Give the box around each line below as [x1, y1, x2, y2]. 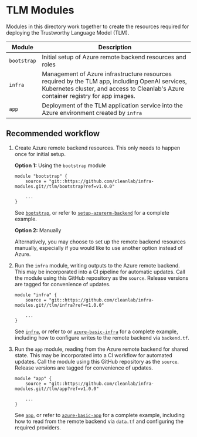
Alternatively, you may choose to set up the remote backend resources [14, 238, 186, 245]
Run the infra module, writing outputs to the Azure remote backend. [14, 262, 180, 269]
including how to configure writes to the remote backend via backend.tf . [14, 334, 189, 341]
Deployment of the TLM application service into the [42, 101, 184, 109]
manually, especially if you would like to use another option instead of [14, 244, 183, 251]
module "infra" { [14, 292, 57, 298]
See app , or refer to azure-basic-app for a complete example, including [14, 411, 185, 418]
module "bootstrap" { [14, 173, 67, 179]
